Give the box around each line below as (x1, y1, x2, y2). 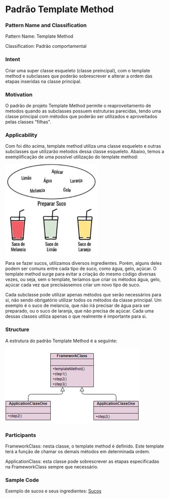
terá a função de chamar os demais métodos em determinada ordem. (5, 448, 151, 454)
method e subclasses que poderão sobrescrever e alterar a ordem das (5, 73, 153, 79)
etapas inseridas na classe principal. (5, 78, 82, 85)
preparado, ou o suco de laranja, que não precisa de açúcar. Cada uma (5, 308, 154, 314)
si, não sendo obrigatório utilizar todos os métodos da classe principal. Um (5, 297, 162, 303)
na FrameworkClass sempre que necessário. (5, 463, 99, 469)
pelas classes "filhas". (5, 119, 52, 125)
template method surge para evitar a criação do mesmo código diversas (5, 271, 156, 277)
